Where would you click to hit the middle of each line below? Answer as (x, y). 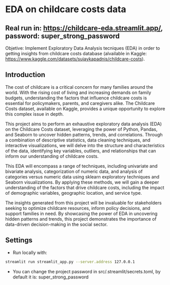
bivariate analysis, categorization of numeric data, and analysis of (74, 171)
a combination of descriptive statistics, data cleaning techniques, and (78, 140)
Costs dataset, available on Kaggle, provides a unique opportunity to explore (85, 109)
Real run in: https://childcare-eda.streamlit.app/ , (84, 28)
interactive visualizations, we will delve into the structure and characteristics (85, 145)
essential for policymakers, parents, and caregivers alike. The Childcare (80, 103)
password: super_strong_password (63, 36)
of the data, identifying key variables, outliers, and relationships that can (81, 151)
